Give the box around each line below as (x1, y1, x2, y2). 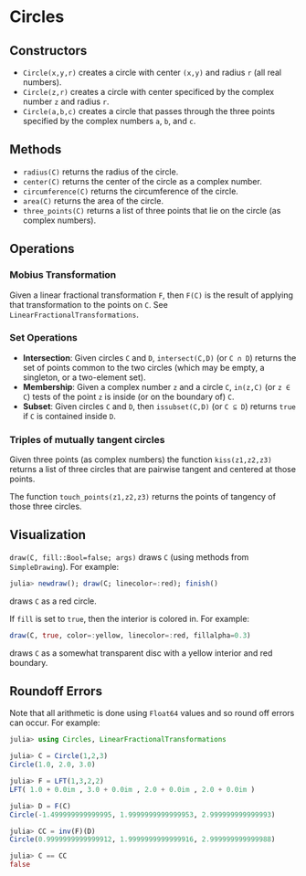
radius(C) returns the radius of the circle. (22, 166, 179, 177)
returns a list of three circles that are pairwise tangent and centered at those (9, 464, 297, 475)
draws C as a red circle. (9, 596, 98, 607)
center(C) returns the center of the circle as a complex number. (22, 175, 262, 186)
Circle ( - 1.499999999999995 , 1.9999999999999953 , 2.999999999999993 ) (9, 810, 276, 819)
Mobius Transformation (9, 269, 117, 281)
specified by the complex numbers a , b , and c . (22, 116, 196, 126)
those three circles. (9, 501, 82, 512)
